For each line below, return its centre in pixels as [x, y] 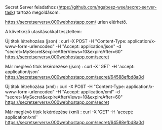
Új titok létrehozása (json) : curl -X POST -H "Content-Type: [66, 41]
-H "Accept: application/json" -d [88, 46]
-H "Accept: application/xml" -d [88, 92]
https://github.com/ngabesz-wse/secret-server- [108, 7]
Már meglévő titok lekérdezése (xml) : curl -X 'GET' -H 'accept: [69, 112]
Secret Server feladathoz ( [32, 7]
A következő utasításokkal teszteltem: [43, 31]
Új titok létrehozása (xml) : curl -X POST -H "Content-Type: [65, 87]
